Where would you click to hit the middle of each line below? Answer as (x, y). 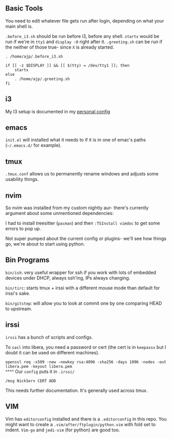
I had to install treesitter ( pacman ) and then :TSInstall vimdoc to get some (83, 223)
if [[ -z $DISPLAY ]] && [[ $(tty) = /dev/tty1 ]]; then (68, 65)
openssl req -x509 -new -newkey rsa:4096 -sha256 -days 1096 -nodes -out (86, 362)
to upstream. (19, 308)
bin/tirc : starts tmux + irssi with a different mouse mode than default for (83, 288)
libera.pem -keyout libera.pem (39, 366)
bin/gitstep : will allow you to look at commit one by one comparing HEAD (84, 303)
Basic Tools (24, 8)
